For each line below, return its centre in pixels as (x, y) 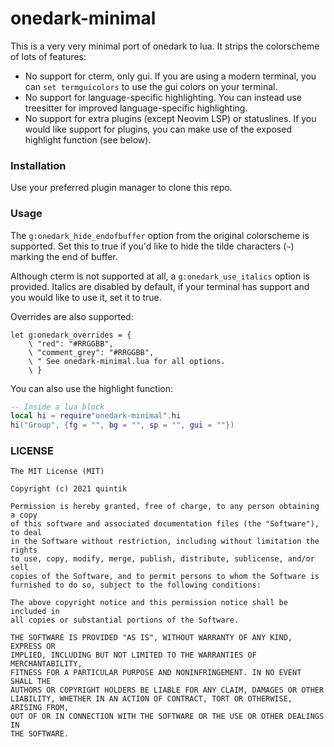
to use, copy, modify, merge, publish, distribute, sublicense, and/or (162, 559)
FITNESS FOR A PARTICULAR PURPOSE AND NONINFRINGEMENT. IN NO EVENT (156, 673)
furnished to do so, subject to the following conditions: (136, 585)
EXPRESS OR (33, 647)
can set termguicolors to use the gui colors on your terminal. (151, 86)
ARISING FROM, (40, 708)
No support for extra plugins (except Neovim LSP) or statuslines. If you (170, 118)
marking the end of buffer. (64, 256)
